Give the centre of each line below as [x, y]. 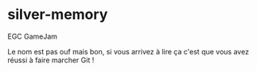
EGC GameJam [32, 36]
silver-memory [58, 15]
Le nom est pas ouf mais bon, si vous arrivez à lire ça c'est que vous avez [128, 51]
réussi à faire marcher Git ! [51, 60]
